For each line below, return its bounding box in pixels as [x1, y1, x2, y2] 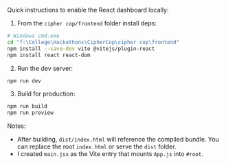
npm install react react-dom [7, 52, 91, 58]
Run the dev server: [16, 64, 74, 72]
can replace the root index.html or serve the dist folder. [16, 142, 177, 151]
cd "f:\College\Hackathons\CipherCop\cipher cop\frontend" [7, 38, 180, 45]
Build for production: [16, 89, 76, 98]
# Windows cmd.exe [7, 32, 60, 39]
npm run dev [7, 77, 41, 85]
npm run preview [7, 109, 54, 116]
